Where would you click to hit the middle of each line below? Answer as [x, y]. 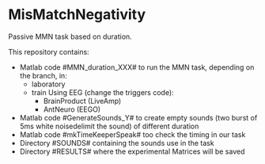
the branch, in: [43, 75]
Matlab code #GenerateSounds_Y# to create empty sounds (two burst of [138, 117]
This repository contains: [49, 51]
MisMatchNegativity [77, 15]
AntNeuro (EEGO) [72, 109]
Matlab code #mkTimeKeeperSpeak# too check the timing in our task [132, 134]
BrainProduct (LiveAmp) [82, 101]
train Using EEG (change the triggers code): [102, 92]
